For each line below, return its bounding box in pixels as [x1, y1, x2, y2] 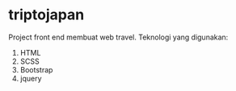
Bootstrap [19, 64, 53, 74]
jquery [19, 73, 42, 83]
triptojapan [8, 6, 85, 24]
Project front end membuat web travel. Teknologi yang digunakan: [8, 32, 229, 42]
